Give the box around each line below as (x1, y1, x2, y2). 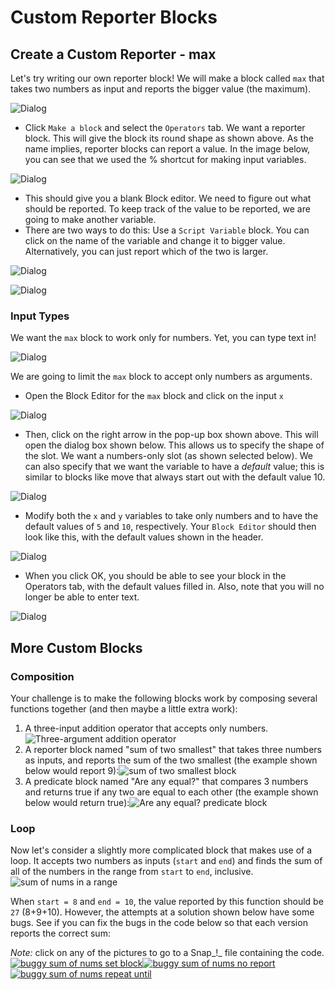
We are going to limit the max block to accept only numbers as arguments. (10, 371, 313, 383)
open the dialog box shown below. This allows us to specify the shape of (24, 439, 325, 451)
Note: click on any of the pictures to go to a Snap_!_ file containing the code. (10, 947, 325, 959)
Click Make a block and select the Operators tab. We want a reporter (24, 122, 306, 133)
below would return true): (24, 796, 130, 808)
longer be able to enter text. (24, 591, 140, 603)
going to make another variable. (24, 214, 157, 225)
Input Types (10, 309, 70, 323)
